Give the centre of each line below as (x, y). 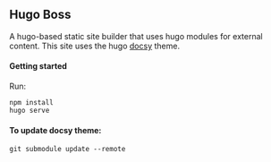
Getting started (38, 66)
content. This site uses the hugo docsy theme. (95, 46)
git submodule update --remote (68, 149)
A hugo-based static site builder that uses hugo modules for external (136, 36)
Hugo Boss (40, 15)
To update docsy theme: (55, 130)
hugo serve (30, 111)
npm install (31, 103)
